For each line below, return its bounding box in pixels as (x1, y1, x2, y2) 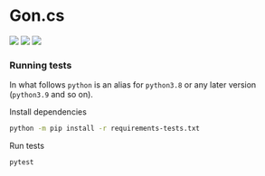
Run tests (9, 141, 45, 152)
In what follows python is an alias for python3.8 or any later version (9, 79, 257, 90)
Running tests (9, 59, 72, 71)
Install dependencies (9, 107, 88, 117)
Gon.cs (9, 5, 65, 26)
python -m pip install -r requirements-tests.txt (9, 124, 201, 134)
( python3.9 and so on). (9, 89, 93, 100)
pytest (9, 158, 34, 167)
